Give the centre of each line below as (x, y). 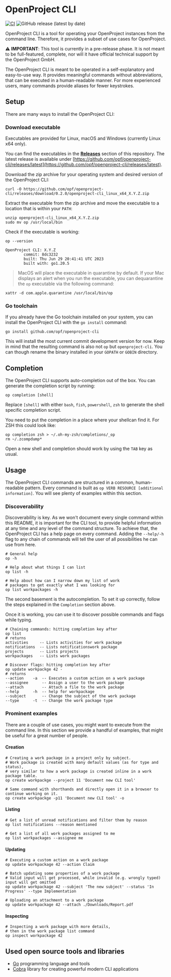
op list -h (17, 572)
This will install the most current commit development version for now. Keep (85, 341)
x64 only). (16, 144)
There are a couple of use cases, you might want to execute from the (78, 724)
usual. (12, 454)
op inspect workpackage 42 (34, 936)
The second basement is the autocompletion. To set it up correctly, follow (83, 599)
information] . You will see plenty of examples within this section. (74, 493)
